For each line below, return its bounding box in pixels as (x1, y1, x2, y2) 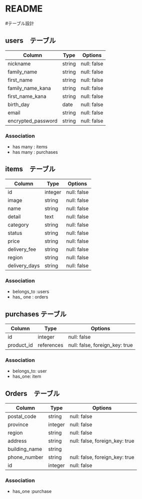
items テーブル (5, 165, 56, 173)
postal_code (7, 413, 36, 420)
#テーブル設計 (5, 20, 34, 26)
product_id (7, 341, 33, 348)
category (7, 221, 29, 228)
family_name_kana (7, 84, 51, 91)
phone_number (7, 454, 43, 461)
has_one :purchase (12, 488, 52, 494)
